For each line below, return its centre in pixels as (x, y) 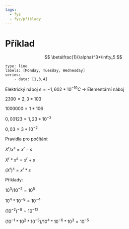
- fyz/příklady (25, 19)
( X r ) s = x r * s (18, 170)
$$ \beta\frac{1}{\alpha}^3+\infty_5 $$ (83, 57)
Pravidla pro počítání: (27, 139)
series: (13, 75)
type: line (16, 66)
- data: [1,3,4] (31, 79)
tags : (11, 10)
